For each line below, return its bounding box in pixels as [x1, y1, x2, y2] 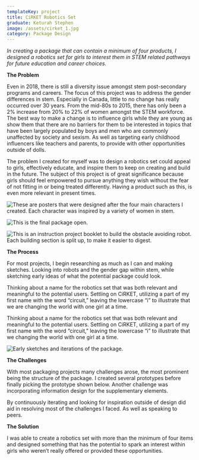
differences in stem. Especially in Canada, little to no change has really [7, 96, 180, 103]
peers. [7, 412, 23, 419]
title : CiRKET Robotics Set [7, 14, 77, 20]
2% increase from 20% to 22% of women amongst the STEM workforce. [7, 108, 185, 116]
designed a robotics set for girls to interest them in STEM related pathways [7, 54, 191, 61]
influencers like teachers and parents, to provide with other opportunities [7, 140, 186, 147]
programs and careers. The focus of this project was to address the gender [7, 89, 191, 97]
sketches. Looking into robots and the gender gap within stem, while [7, 266, 175, 273]
